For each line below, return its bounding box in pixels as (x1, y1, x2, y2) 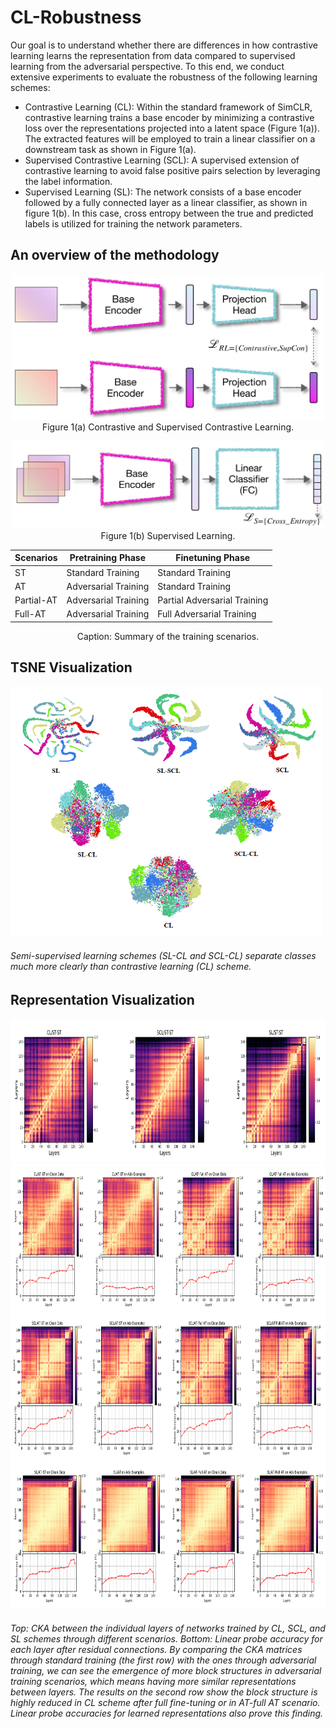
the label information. (24, 175, 113, 187)
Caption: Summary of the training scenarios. (76, 630, 260, 642)
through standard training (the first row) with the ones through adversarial (10, 1654, 317, 1666)
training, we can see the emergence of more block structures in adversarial (10, 1664, 322, 1676)
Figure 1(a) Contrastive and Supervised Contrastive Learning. (41, 421, 295, 433)
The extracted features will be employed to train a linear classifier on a (24, 132, 316, 145)
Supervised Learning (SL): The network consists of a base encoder (24, 186, 302, 198)
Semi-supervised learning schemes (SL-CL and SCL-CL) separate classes (10, 950, 317, 962)
